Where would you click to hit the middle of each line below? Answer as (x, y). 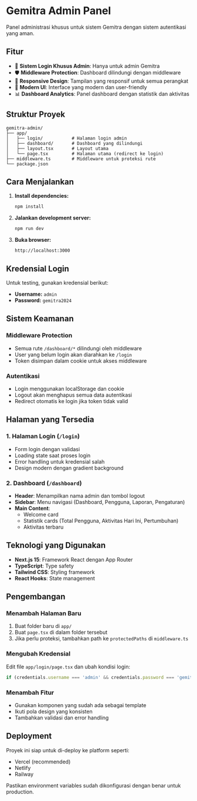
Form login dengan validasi (47, 449)
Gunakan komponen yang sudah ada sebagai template (80, 705)
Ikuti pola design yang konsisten (53, 711)
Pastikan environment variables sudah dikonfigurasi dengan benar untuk (94, 785)
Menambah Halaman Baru (44, 613)
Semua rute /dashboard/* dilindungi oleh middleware (78, 348)
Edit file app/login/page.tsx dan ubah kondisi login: (68, 667)
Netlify (23, 768)
